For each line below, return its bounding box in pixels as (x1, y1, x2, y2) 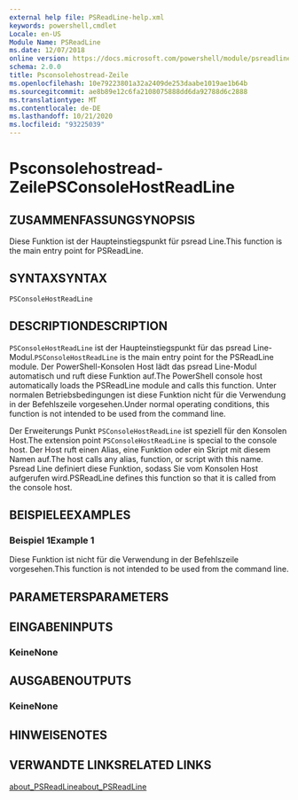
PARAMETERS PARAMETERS (9, 589, 169, 604)
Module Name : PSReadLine (9, 37, 101, 47)
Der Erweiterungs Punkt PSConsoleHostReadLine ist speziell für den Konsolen (9, 425, 287, 435)
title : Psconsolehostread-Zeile (9, 71, 129, 80)
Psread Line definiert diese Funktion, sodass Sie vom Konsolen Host (9, 463, 259, 474)
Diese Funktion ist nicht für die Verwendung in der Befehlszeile (9, 554, 239, 565)
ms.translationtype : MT (9, 95, 98, 105)
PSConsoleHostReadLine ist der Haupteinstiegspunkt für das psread (9, 342, 251, 353)
